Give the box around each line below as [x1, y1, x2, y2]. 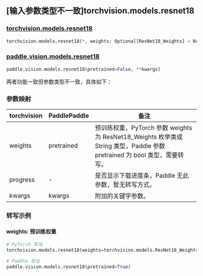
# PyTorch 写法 [6, 241, 43, 247]
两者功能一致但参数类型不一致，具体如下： [6, 78, 112, 85]
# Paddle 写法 [6, 258, 40, 264]
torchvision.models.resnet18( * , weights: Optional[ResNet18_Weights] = [6, 38, 190, 44]
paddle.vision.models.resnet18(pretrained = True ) [6, 263, 131, 270]
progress [9, 175, 35, 184]
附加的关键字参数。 [94, 192, 150, 200]
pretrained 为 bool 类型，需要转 [94, 151, 184, 160]
